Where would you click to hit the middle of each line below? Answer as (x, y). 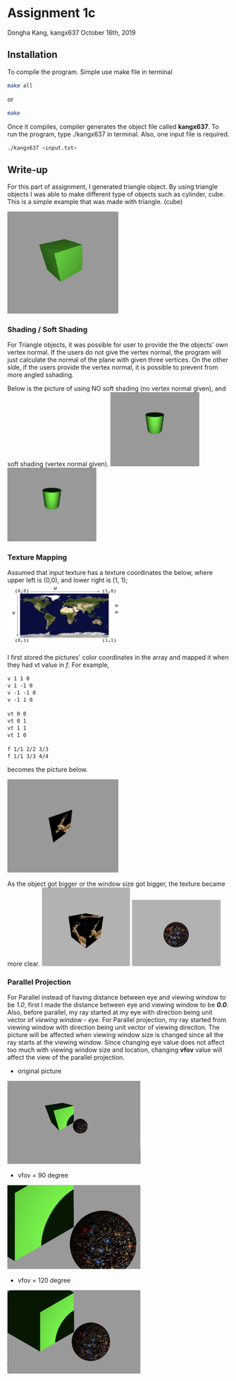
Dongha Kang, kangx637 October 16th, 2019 (72, 32)
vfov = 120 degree (44, 1280)
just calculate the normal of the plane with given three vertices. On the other (118, 360)
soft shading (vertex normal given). (58, 463)
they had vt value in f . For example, (58, 665)
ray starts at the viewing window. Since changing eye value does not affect (116, 1043)
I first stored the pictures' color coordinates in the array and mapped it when (118, 657)
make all (20, 85)
